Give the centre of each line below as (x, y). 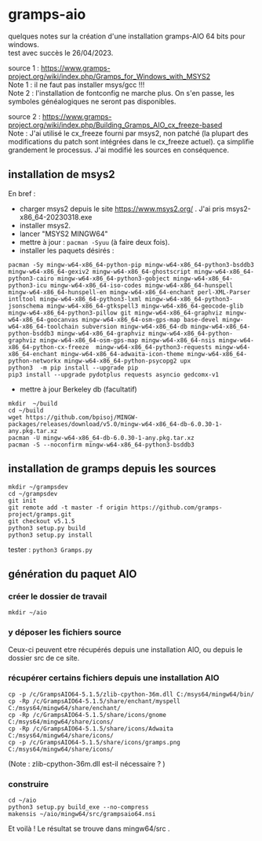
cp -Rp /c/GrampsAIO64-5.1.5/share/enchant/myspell (94, 701)
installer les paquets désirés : (67, 250)
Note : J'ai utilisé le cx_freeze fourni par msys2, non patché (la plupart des (128, 133)
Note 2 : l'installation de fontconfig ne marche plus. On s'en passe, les (122, 93)
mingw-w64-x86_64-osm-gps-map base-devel (151, 319)
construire (29, 784)
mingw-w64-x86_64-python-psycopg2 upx (127, 361)
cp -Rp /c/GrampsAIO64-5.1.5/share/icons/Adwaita (91, 728)
